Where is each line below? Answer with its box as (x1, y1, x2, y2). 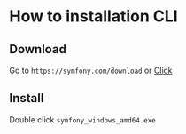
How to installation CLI (9, 6, 179, 27)
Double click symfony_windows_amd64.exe (9, 114, 157, 125)
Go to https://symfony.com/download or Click (9, 65, 173, 75)
